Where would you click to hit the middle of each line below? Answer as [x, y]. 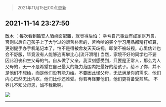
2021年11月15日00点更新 [42, 8]
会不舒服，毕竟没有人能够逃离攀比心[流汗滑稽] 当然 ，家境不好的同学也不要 [81, 54]
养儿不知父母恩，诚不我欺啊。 [35, 85]
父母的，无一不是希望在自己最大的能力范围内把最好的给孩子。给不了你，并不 [83, 66]
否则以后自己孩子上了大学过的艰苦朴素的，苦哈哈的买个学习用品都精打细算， [83, 42]
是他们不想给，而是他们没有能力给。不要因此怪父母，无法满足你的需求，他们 [83, 73]
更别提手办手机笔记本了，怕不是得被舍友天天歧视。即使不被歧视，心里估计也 [83, 48]
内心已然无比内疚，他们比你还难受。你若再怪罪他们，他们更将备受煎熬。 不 [82, 79]
